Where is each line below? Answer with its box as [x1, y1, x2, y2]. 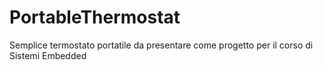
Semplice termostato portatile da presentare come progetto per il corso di [9, 39, 314, 51]
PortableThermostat [9, 6, 181, 29]
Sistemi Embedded [9, 49, 87, 61]
